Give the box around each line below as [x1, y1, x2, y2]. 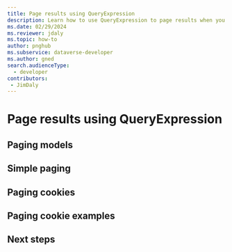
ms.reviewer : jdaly [7, 29, 64, 37]
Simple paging [7, 163, 71, 175]
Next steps [7, 234, 56, 246]
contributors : [7, 74, 49, 82]
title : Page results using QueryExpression [7, 10, 135, 17]
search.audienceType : [7, 62, 70, 69]
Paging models [7, 139, 74, 150]
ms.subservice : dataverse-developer [7, 49, 113, 56]
